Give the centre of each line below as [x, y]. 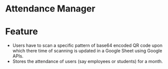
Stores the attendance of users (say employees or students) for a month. [88, 61]
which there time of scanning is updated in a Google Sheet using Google [87, 51]
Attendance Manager [50, 9]
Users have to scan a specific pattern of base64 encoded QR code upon [88, 45]
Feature [22, 32]
